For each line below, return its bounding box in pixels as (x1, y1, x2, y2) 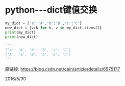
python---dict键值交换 (5, 4, 98, 16)
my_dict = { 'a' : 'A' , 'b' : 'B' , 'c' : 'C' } (5, 20, 82, 26)
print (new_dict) (5, 34, 38, 39)
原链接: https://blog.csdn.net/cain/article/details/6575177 (5, 66, 120, 72)
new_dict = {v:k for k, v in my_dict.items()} (5, 25, 102, 30)
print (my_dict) (5, 30, 36, 34)
